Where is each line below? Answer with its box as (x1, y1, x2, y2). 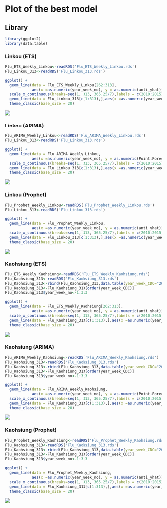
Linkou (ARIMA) (5, 122, 44, 129)
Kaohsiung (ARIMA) (5, 344, 54, 351)
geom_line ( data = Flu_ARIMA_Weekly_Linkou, (9, 151, 101, 156)
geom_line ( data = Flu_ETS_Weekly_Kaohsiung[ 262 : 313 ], (9, 304, 123, 309)
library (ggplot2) (5, 36, 41, 41)
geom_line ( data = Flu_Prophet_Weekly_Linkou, (9, 221, 106, 226)
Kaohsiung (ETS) (5, 260, 47, 267)
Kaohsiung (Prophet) (5, 427, 57, 434)
